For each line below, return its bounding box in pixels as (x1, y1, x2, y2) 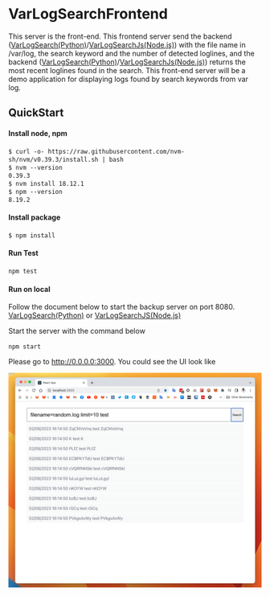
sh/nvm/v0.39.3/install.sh (8, 155, 99, 163)
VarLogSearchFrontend (8, 5, 169, 23)
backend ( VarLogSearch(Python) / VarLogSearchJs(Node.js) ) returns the (8, 57, 247, 67)
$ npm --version (8, 187, 63, 195)
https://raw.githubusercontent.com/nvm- (47, 147, 185, 155)
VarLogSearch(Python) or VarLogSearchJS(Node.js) (8, 310, 182, 320)
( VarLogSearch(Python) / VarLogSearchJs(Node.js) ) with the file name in (8, 39, 247, 49)
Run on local (8, 284, 51, 294)
